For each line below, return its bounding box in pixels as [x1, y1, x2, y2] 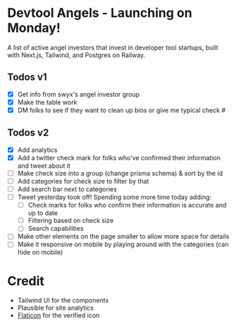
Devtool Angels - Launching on [7, 5, 192, 21]
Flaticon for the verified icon [17, 311, 100, 320]
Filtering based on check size [27, 217, 114, 225]
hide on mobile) [17, 248, 63, 257]
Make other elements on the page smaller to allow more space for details [17, 232, 230, 241]
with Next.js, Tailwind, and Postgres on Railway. [7, 51, 146, 59]
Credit [7, 273, 44, 289]
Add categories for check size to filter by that [17, 176, 149, 185]
